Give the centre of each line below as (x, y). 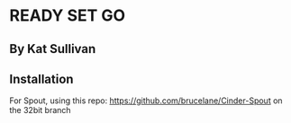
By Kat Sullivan (53, 49)
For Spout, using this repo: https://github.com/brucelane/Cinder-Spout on (146, 101)
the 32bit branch (40, 110)
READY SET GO (68, 16)
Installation (41, 79)
